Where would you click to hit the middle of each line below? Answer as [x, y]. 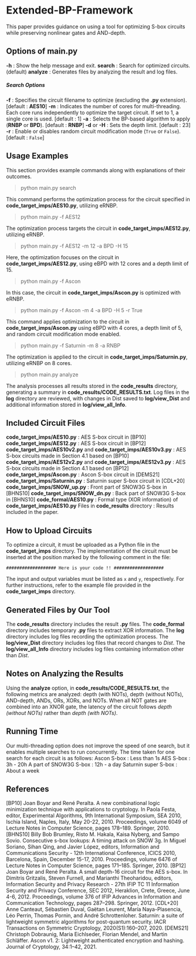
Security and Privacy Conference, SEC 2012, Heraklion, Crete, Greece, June [98, 891]
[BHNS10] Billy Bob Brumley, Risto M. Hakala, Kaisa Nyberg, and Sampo [93, 834]
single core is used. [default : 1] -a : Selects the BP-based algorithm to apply [98, 119]
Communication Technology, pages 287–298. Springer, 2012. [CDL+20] [92, 903]
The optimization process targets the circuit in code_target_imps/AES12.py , [98, 228]
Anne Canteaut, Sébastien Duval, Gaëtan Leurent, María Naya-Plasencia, [94, 910]
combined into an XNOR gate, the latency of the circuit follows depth [89, 707]
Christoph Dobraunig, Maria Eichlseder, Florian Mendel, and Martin [87, 934]
